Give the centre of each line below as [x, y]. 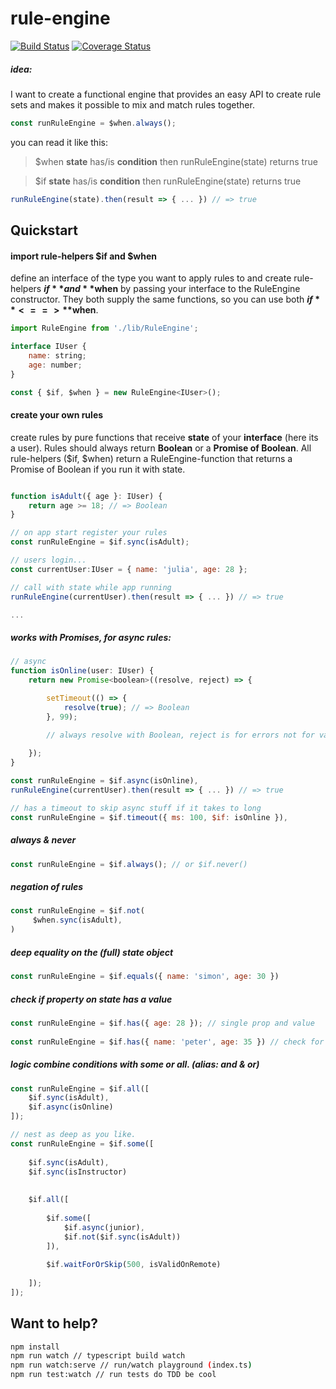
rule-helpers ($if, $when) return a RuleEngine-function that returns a [151, 458]
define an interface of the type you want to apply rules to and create [151, 278]
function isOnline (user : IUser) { [82, 671]
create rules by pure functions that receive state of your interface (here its [164, 437]
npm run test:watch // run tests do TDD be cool [113, 1375]
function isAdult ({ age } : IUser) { [86, 496]
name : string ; [57, 356]
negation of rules [47, 887]
